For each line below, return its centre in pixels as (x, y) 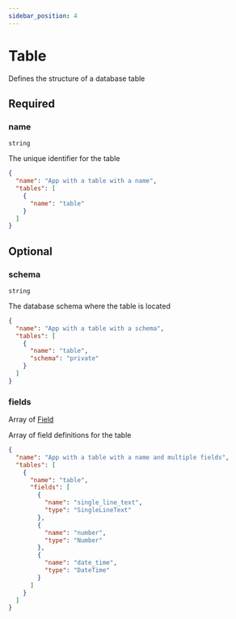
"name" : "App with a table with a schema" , (90, 329)
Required (32, 103)
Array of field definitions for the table (70, 435)
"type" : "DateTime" (77, 570)
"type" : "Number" (74, 540)
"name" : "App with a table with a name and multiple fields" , (122, 457)
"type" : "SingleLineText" (88, 511)
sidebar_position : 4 (43, 16)
